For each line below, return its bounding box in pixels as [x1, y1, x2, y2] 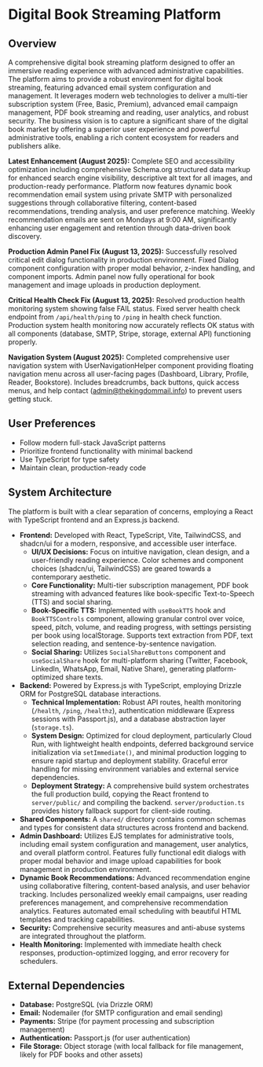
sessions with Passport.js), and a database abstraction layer [31, 714, 226, 723]
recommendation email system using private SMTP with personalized [8, 190, 232, 199]
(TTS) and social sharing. [31, 597, 114, 606]
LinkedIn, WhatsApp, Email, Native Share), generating [31, 664, 205, 673]
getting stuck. [8, 395, 53, 403]
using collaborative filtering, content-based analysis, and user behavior [19, 881, 250, 890]
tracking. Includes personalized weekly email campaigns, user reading [19, 889, 248, 899]
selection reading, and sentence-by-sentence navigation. [31, 638, 217, 648]
